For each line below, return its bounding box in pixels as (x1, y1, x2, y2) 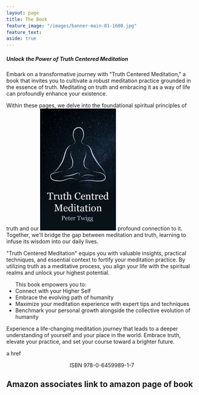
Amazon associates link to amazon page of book (6, 379, 193, 390)
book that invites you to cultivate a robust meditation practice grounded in (6, 77, 191, 85)
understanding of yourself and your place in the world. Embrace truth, (6, 332, 181, 339)
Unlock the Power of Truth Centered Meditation (6, 55, 129, 62)
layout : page (6, 10, 39, 16)
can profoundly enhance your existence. (6, 90, 107, 98)
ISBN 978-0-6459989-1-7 (69, 361, 135, 369)
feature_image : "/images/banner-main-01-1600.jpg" (6, 23, 137, 29)
